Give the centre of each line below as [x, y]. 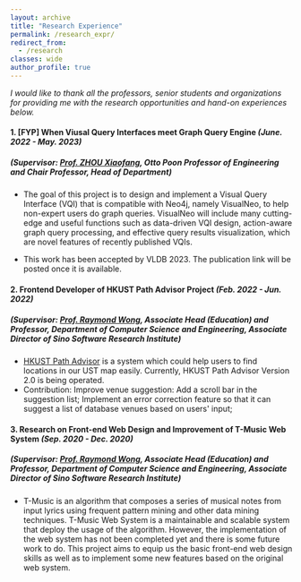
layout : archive [40, 17]
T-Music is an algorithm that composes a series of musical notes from [152, 501]
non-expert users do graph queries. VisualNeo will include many [142, 214]
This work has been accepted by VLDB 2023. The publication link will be [157, 260]
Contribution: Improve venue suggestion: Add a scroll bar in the [140, 389]
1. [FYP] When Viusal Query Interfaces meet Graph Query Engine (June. [146, 133]
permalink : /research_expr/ [63, 34]
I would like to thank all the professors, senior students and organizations [146, 93]
